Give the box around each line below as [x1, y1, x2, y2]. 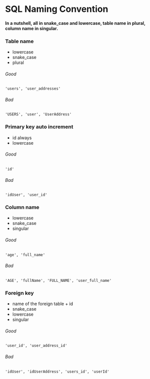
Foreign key [5, 289, 34, 296]
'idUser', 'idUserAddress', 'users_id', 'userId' [5, 369, 110, 374]
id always [12, 135, 32, 141]
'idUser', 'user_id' [5, 192, 48, 198]
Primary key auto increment [5, 123, 73, 130]
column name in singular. [5, 25, 58, 31]
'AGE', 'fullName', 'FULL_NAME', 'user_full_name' [5, 278, 112, 283]
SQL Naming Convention [5, 3, 108, 15]
